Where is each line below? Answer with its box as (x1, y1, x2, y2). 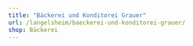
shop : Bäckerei (8, 26, 59, 34)
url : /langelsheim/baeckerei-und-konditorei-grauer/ (8, 19, 186, 27)
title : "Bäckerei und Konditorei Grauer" (8, 11, 147, 19)
